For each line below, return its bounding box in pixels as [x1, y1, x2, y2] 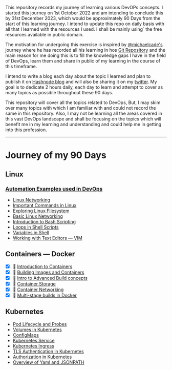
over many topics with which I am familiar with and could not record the [5, 105, 156, 111]
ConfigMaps [12, 332, 39, 338]
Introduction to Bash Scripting [12, 218, 76, 224]
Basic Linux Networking [12, 213, 63, 219]
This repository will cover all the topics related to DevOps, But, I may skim [5, 99, 161, 106]
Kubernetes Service [12, 337, 55, 343]
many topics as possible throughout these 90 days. [5, 90, 114, 95]
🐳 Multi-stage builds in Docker [12, 292, 77, 298]
